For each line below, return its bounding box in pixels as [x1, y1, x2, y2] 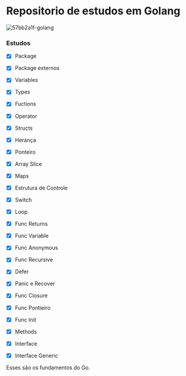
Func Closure [14, 292, 48, 299]
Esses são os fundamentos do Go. [6, 363, 91, 371]
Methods [14, 328, 37, 335]
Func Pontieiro [14, 304, 51, 311]
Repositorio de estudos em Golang [6, 4, 181, 18]
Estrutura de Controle [14, 184, 68, 191]
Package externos [14, 65, 60, 72]
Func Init [14, 316, 37, 323]
